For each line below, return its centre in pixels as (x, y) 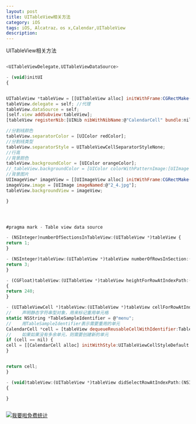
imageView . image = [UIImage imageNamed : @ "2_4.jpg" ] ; (71, 185)
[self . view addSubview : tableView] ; (49, 115)
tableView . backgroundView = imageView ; (55, 191)
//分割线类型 (20, 142)
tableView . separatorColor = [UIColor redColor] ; (66, 136)
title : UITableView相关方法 (38, 17)
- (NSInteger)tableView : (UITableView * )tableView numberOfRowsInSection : (98, 259)
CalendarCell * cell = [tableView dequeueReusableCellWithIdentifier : (92, 329)
